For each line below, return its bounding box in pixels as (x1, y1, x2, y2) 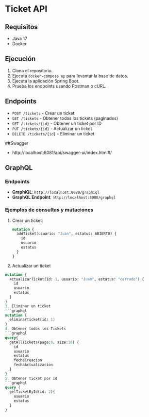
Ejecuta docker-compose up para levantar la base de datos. (12, 73, 129, 79)
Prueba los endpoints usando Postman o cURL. (12, 83, 107, 89)
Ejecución (5, 55, 36, 63)
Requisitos (5, 23, 38, 31)
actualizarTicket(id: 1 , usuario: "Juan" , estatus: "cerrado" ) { (9, 277, 145, 282)
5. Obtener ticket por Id (5, 376, 57, 381)
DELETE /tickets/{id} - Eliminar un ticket (12, 131, 95, 136)
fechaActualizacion (14, 363, 53, 367)
